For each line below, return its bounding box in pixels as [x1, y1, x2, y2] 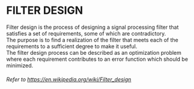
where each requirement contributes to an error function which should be [6, 55, 188, 63]
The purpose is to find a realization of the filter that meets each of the [6, 36, 178, 43]
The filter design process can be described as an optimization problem [6, 49, 182, 56]
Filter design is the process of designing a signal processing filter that [6, 23, 179, 31]
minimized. [6, 61, 34, 69]
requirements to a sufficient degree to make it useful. [6, 43, 138, 50]
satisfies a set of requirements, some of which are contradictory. [6, 29, 166, 37]
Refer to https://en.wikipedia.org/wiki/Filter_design [6, 76, 132, 83]
